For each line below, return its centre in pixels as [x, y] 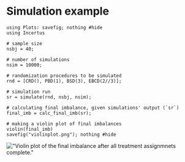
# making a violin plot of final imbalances [64, 123]
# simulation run [28, 92]
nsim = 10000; [25, 65]
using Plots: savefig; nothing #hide [55, 28]
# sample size [25, 43]
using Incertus [26, 33]
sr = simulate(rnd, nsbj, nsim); [49, 97]
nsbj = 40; [20, 49]
